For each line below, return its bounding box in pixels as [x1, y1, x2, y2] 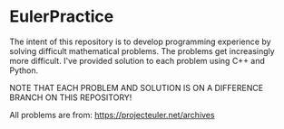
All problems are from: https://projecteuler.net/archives [9, 109, 215, 120]
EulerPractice [9, 6, 114, 27]
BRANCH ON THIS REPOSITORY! [9, 92, 132, 103]
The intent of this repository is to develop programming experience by [9, 36, 271, 47]
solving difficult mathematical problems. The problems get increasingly [9, 45, 275, 56]
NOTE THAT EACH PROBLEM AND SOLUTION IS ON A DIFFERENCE [9, 82, 264, 93]
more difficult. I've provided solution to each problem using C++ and [9, 55, 266, 66]
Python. [9, 65, 39, 76]
